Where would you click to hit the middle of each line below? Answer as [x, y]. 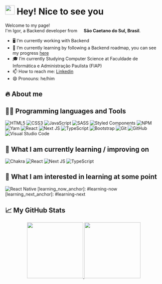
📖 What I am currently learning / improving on [77, 149]
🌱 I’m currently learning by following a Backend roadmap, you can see [84, 48]
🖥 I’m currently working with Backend [51, 40]
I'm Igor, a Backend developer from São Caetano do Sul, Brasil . [73, 30]
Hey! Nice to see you [60, 12]
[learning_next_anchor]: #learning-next [45, 194]
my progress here [30, 53]
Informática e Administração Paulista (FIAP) [57, 66]
